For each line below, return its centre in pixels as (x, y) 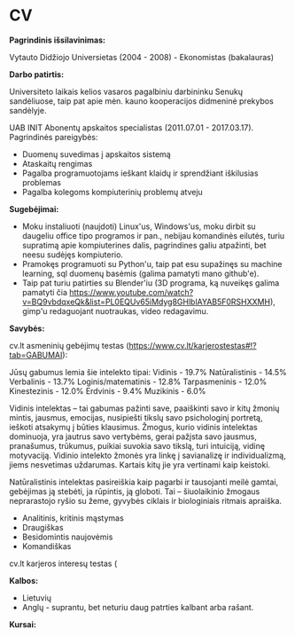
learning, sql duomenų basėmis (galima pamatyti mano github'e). (140, 273)
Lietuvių (36, 598)
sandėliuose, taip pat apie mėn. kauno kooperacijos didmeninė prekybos (142, 101)
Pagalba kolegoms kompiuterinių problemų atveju (113, 192)
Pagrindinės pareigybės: (54, 137)
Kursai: (23, 624)
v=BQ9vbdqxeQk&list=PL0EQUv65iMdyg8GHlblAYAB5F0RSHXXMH (146, 302)
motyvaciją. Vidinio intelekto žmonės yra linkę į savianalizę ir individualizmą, (147, 455)
